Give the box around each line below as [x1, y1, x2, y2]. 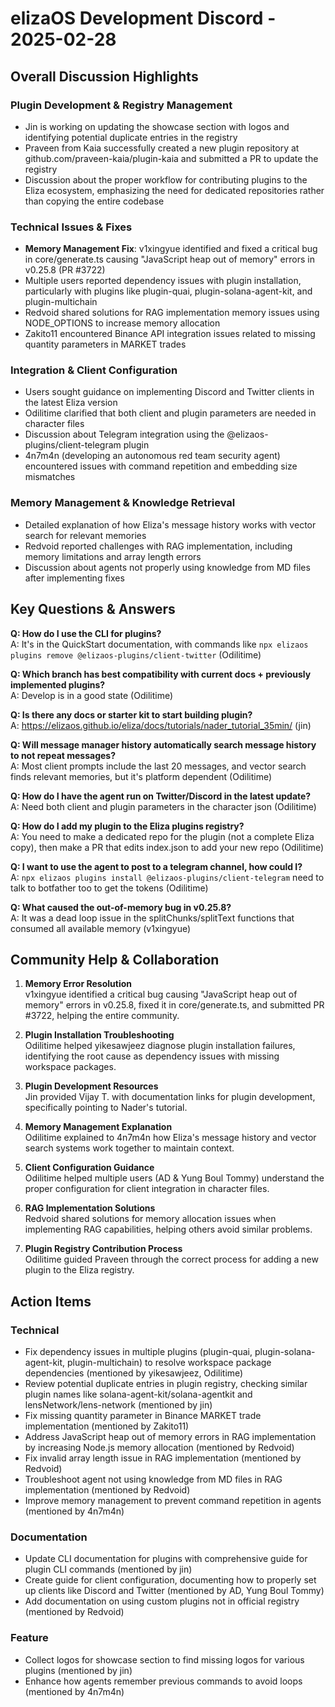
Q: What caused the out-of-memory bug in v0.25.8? [10, 901, 232, 913]
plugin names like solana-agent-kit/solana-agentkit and [24, 1388, 253, 1401]
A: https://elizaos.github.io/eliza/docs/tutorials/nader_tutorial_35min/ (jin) [10, 719, 312, 731]
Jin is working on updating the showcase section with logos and [24, 120, 290, 132]
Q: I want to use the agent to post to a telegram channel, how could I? [10, 860, 303, 872]
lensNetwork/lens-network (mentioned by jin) [24, 1399, 213, 1411]
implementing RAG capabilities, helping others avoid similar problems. [24, 1223, 313, 1236]
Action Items [10, 1293, 92, 1310]
